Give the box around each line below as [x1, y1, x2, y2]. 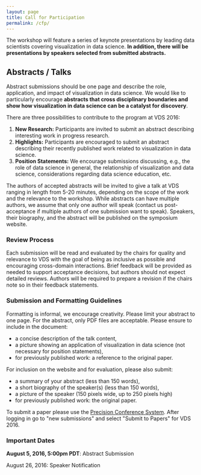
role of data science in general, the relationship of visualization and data [14, 164, 194, 171]
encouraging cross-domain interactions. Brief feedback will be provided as [6, 262, 192, 269]
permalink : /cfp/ [6, 20, 50, 26]
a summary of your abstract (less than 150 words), [14, 377, 140, 384]
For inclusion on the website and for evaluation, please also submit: [6, 366, 173, 373]
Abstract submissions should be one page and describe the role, [6, 83, 167, 91]
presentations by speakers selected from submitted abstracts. [6, 49, 167, 57]
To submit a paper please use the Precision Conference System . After [6, 408, 179, 415]
